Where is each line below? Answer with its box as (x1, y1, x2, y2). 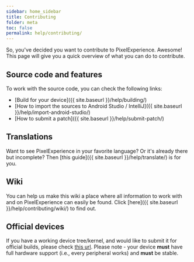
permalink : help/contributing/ (6, 30, 82, 36)
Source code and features (6, 70, 102, 80)
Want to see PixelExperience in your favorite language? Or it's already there (6, 147, 188, 154)
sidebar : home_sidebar (6, 8, 61, 15)
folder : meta (6, 19, 38, 25)
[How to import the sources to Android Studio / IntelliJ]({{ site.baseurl (14, 102, 182, 109)
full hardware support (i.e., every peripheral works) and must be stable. (6, 250, 179, 257)
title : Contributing (6, 14, 57, 20)
